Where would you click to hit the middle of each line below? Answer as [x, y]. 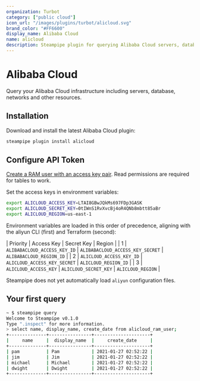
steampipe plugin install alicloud [50, 141]
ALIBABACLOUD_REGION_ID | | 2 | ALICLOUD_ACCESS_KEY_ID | [74, 256]
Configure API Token [46, 159]
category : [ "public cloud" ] [41, 17]
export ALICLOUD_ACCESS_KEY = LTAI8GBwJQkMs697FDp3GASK [74, 203]
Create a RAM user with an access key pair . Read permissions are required [98, 174]
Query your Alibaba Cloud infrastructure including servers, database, [91, 91]
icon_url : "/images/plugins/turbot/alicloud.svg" [69, 23]
